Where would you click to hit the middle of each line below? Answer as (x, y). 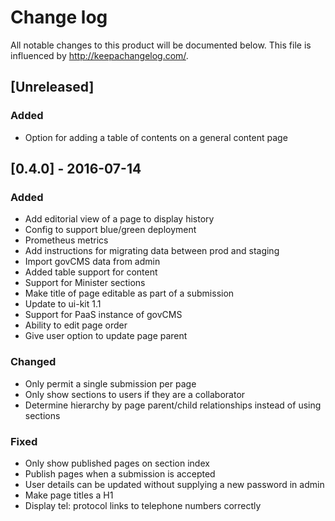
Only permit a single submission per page (110, 383)
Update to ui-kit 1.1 (63, 304)
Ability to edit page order (76, 325)
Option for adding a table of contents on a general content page (156, 137)
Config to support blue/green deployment (110, 230)
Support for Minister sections (85, 283)
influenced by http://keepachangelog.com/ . (99, 55)
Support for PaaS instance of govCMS (103, 315)
